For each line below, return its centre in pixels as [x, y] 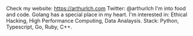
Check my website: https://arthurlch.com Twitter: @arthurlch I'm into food [96, 8]
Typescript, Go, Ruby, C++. [39, 27]
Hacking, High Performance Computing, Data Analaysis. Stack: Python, [92, 21]
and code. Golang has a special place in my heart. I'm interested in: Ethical [97, 15]
